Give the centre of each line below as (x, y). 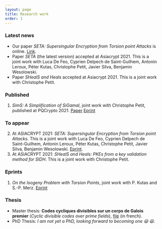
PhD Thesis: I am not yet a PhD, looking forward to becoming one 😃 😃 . (84, 221)
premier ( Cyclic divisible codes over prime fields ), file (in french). (77, 216)
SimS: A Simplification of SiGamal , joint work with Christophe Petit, (79, 105)
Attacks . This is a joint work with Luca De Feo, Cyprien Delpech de (78, 139)
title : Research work (27, 14)
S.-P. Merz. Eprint (30, 188)
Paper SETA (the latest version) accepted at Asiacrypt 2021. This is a (80, 56)
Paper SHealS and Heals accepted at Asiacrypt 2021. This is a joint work (84, 77)
